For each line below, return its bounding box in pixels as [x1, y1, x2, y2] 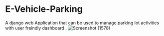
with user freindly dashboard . [5, 25, 67, 31]
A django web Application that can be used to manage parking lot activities [5, 20, 160, 26]
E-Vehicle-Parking [5, 3, 83, 15]
